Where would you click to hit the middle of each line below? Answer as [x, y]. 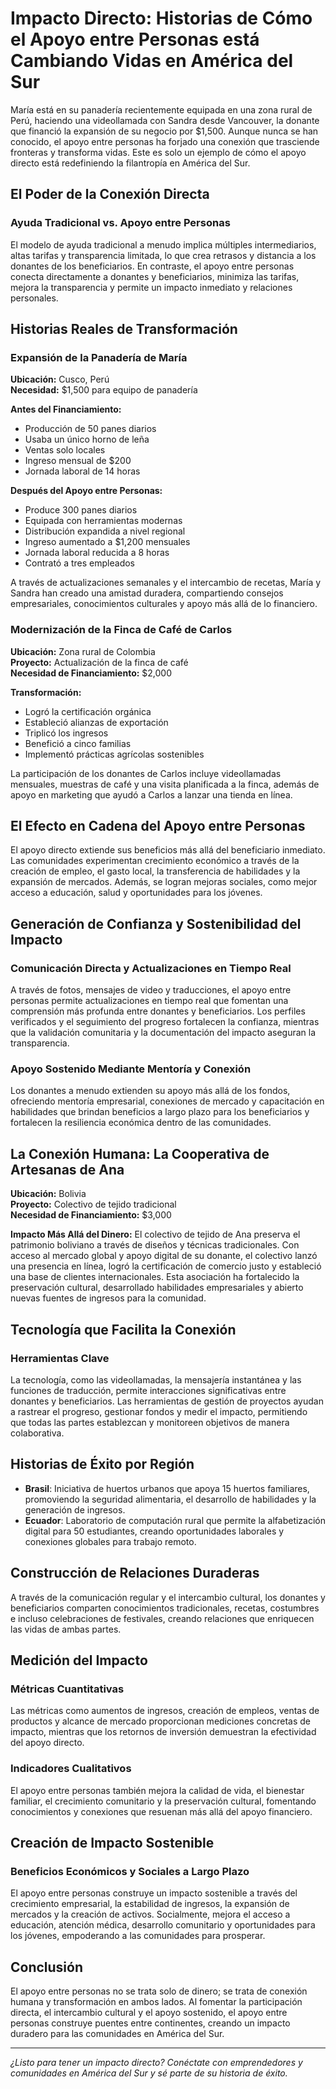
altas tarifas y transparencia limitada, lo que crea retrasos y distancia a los [163, 255]
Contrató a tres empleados [79, 563]
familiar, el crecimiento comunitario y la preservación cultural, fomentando [163, 1801]
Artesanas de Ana [67, 1169]
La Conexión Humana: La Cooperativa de [140, 1153]
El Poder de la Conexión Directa [110, 194]
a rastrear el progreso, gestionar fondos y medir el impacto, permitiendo [159, 1411]
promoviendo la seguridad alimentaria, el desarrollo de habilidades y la [170, 1499]
